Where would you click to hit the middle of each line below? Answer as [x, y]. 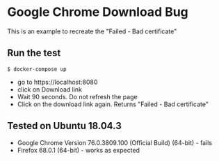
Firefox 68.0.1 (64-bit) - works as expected [79, 150]
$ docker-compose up [37, 69]
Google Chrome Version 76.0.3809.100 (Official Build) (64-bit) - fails [115, 142]
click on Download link [49, 89]
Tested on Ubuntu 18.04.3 [64, 126]
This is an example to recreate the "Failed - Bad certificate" [92, 31]
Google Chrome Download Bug [98, 12]
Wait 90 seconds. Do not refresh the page [77, 96]
